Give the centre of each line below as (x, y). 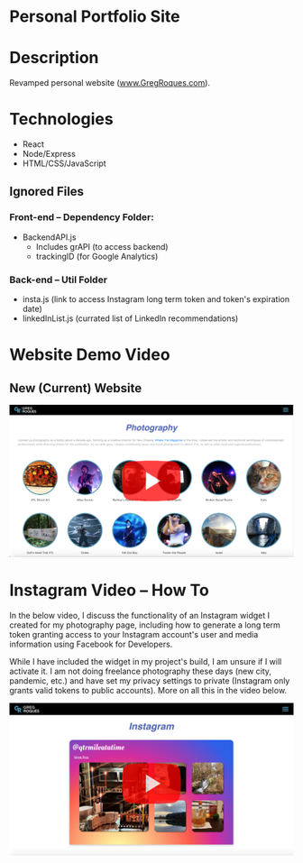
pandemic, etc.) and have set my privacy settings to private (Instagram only (150, 681)
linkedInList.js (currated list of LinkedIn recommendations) (130, 318)
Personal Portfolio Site (95, 17)
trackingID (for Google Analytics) (97, 256)
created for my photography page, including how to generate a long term (145, 625)
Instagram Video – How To (109, 590)
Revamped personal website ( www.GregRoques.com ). (110, 83)
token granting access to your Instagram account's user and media (134, 635)
